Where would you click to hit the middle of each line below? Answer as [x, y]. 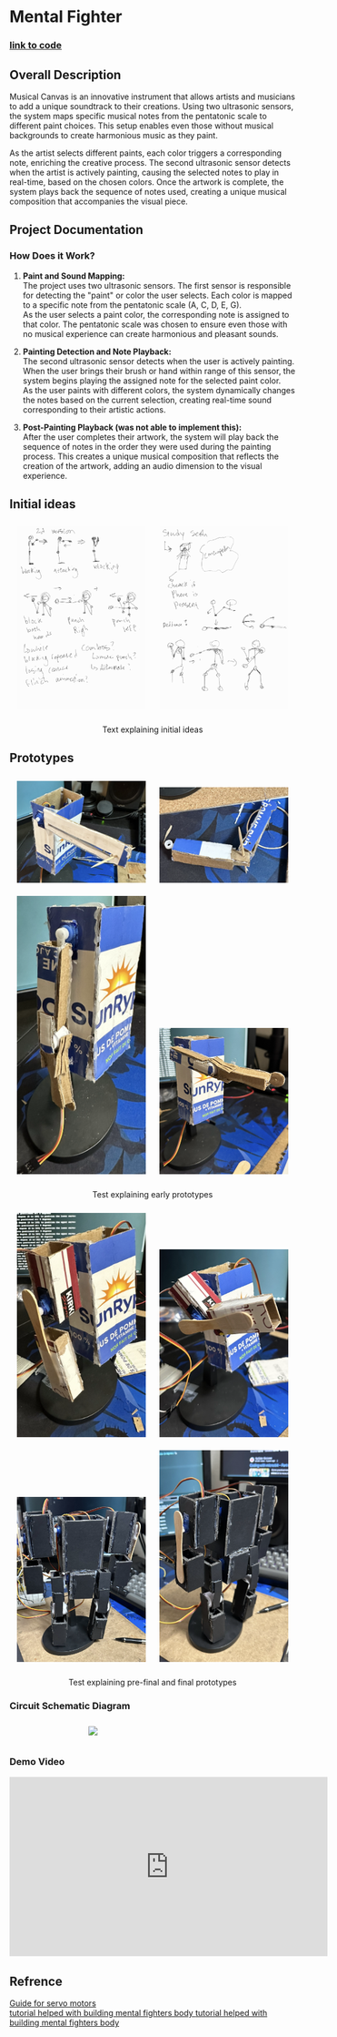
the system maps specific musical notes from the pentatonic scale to [139, 116]
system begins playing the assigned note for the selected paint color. [152, 381]
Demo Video [37, 1762]
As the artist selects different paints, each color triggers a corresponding [146, 153]
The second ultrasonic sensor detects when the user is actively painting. [159, 361]
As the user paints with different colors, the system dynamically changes [159, 390]
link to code [35, 46]
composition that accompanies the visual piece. [99, 201]
